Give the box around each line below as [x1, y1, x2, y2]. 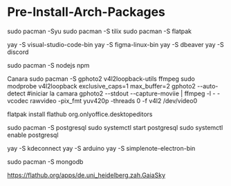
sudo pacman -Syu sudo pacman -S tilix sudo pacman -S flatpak [7, 27, 192, 35]
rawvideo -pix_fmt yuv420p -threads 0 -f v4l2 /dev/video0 [30, 96, 198, 104]
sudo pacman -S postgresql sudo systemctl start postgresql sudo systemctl [7, 123, 223, 131]
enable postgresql [7, 131, 59, 139]
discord [7, 48, 29, 56]
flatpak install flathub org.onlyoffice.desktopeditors [7, 110, 153, 118]
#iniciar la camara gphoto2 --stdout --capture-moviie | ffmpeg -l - [26, 89, 216, 97]
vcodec [7, 96, 29, 104]
